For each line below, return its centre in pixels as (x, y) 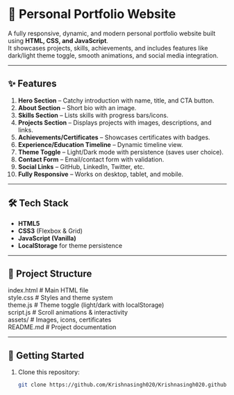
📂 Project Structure (50, 273)
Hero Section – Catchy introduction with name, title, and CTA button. (116, 100)
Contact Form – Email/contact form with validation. (91, 159)
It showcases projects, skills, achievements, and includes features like (108, 48)
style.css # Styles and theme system (60, 298)
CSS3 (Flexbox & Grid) (50, 231)
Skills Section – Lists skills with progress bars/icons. (93, 115)
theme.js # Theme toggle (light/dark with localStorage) (86, 305)
